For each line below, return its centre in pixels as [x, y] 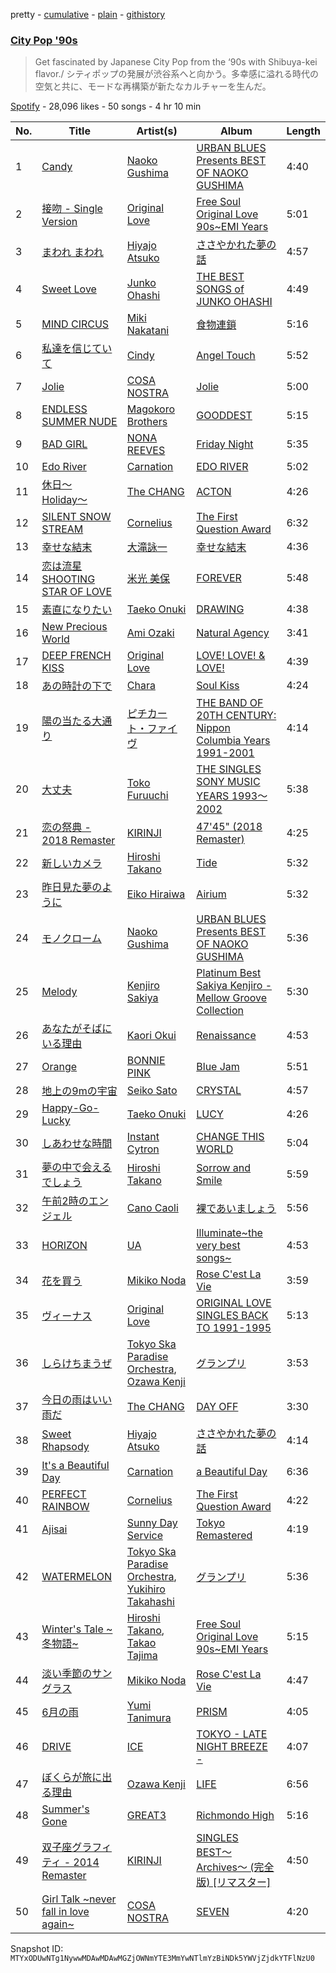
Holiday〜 [64, 500]
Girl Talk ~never [79, 1899]
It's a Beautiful [75, 1466]
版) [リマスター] [234, 1882]
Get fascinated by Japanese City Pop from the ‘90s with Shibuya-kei [176, 62]
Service [144, 1536]
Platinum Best [229, 973]
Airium [211, 894]
